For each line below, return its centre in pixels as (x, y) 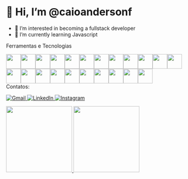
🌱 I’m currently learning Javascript (56, 34)
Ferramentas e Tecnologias (39, 46)
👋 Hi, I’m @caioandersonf (69, 12)
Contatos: (18, 86)
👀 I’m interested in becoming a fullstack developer (75, 28)
